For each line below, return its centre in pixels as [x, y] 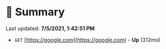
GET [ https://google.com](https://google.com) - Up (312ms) [87, 40]
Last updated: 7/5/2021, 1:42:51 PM [50, 28]
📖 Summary [35, 12]
